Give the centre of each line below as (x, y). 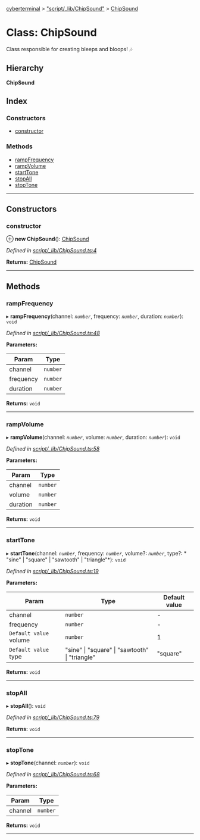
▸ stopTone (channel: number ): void (48, 763)
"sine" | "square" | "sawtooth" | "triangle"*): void (66, 560)
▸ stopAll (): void (26, 706)
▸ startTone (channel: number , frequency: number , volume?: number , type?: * (96, 553)
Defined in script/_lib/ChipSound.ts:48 (53, 333)
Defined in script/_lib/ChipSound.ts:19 (53, 571)
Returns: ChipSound (32, 262)
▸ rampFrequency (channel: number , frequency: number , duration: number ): (95, 316)
